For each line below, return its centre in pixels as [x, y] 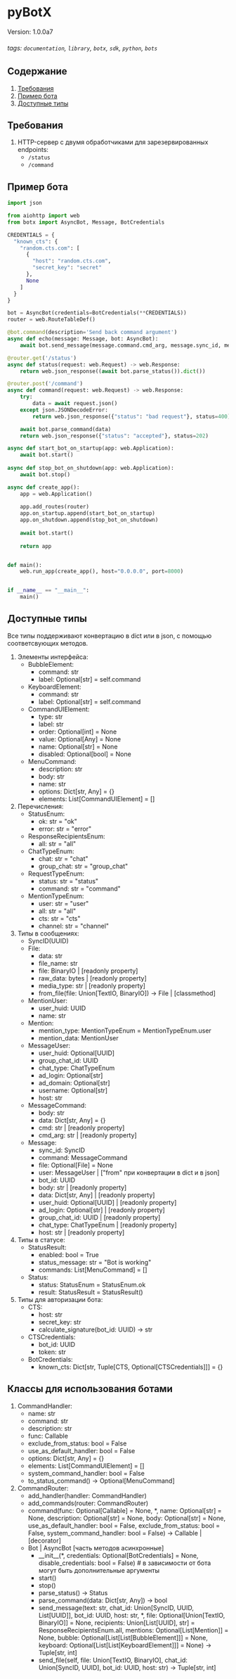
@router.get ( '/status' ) [42, 358]
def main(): [25, 565]
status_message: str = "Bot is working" [95, 1262]
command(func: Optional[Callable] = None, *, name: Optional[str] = [125, 1510]
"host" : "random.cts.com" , [72, 261]
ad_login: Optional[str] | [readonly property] [101, 1210]
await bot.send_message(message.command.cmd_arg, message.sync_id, [120, 345]
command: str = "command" [79, 888]
